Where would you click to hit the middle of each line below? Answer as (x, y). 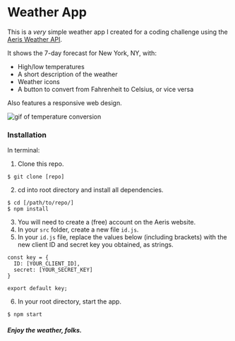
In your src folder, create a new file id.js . (78, 229)
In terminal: (24, 150)
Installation (27, 135)
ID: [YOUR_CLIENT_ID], (47, 264)
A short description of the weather (67, 74)
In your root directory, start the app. (70, 301)
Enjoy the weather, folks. (45, 330)
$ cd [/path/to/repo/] (41, 203)
